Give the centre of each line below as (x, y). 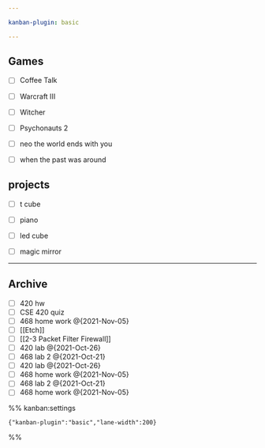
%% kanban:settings (42, 408)
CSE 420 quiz (42, 312)
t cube (30, 204)
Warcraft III (37, 96)
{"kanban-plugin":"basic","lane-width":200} (82, 423)
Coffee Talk (38, 81)
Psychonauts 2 (44, 128)
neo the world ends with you (66, 144)
